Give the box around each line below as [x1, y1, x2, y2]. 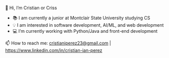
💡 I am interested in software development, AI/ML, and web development [12, 22, 164, 28]
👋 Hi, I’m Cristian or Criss [5, 5, 57, 11]
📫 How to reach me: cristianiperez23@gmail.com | [5, 40, 112, 46]
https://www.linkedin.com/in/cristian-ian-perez [5, 47, 103, 53]
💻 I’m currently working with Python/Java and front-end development [12, 28, 158, 34]
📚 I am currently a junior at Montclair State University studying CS [12, 15, 150, 21]
